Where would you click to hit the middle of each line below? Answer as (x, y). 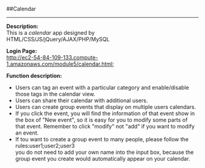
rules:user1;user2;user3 (45, 146)
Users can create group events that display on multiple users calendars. (106, 107)
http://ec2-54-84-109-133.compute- (52, 58)
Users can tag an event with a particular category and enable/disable (102, 87)
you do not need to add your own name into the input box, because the (104, 152)
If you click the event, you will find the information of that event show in (105, 113)
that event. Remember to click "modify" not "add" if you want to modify (105, 126)
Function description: (34, 76)
